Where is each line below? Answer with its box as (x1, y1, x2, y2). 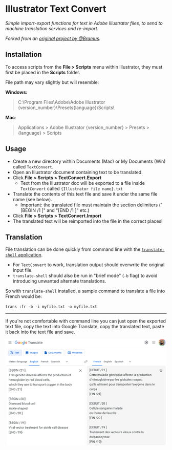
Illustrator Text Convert (5, 3, 106, 15)
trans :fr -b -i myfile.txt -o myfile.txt (5, 304, 97, 310)
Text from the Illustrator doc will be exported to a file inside (20, 180, 145, 186)
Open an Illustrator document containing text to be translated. (12, 169, 143, 175)
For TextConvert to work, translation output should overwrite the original (12, 262, 165, 268)
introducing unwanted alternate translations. (12, 278, 106, 284)
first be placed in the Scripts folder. (5, 69, 80, 75)
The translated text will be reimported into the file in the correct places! (12, 218, 163, 224)
